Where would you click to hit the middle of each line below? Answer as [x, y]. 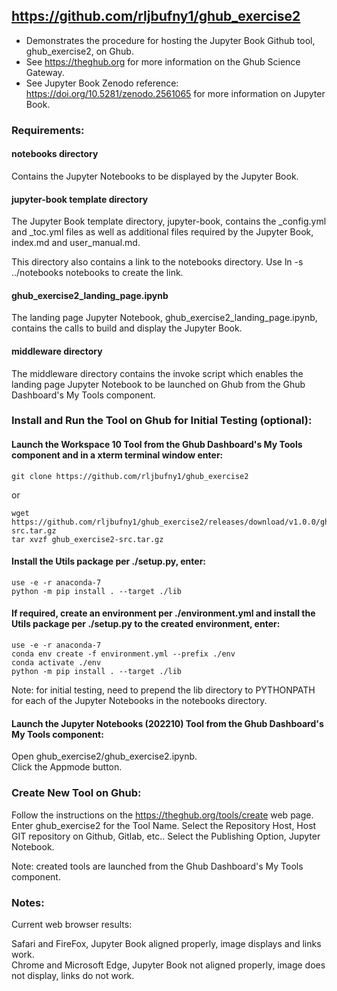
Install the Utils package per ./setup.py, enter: [109, 561]
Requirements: [48, 130]
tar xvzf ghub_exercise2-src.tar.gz [87, 539]
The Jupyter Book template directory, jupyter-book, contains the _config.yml [169, 221]
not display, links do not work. [73, 975]
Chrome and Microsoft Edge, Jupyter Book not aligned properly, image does [168, 965]
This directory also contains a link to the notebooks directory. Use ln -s [157, 262]
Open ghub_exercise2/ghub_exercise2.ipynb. [104, 756]
